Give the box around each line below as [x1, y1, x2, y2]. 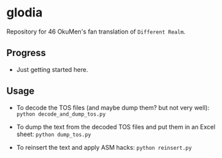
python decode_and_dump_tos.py [16, 111, 106, 118]
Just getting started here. [16, 65, 88, 73]
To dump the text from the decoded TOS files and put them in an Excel [16, 122, 216, 131]
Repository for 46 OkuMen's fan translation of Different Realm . [6, 27, 186, 36]
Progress [6, 47, 46, 59]
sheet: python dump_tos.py [16, 130, 92, 138]
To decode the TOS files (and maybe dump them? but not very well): [16, 103, 210, 111]
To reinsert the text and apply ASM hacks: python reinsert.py [16, 143, 193, 151]
